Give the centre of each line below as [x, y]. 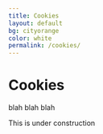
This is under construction [52, 123]
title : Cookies [34, 16]
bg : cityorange [34, 30]
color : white [30, 38]
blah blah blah [32, 108]
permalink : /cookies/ [45, 46]
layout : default [35, 23]
